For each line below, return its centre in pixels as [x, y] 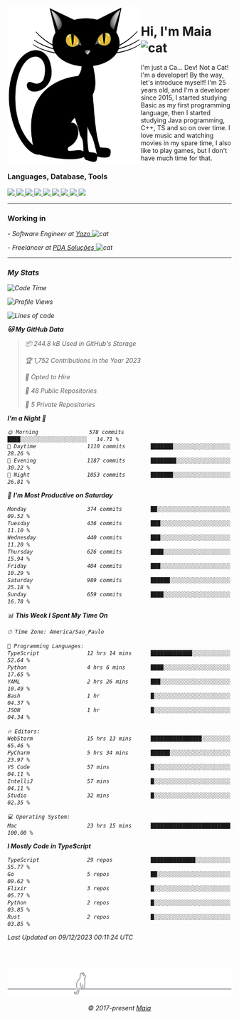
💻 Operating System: [39, 817]
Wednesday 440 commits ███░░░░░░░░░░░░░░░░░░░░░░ [119, 538]
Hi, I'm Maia [176, 32]
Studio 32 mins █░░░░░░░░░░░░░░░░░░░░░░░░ [119, 796]
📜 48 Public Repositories [61, 391]
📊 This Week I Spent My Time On [58, 616]
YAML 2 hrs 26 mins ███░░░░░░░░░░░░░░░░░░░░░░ [119, 682]
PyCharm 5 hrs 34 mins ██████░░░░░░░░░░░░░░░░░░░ [119, 753]
